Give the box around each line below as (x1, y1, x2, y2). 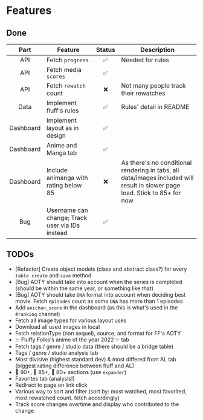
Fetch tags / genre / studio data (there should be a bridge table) (14, 343, 174, 350)
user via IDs (46, 221, 80, 230)
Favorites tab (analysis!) (14, 375, 75, 382)
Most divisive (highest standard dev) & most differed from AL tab (14, 355, 176, 363)
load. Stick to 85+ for (121, 189, 181, 197)
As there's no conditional (121, 158, 192, 167)
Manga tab (46, 149, 77, 157)
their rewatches (121, 89, 166, 97)
